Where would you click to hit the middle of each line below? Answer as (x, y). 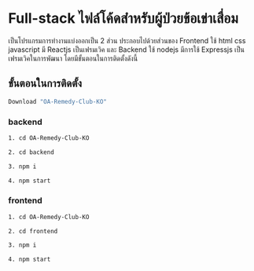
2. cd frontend (33, 231)
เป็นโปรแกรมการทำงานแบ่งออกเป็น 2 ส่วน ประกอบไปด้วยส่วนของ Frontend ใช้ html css (127, 40)
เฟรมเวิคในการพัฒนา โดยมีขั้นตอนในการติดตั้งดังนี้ (73, 58)
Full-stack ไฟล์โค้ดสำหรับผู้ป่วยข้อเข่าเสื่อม (123, 18)
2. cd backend (31, 152)
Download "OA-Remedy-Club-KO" (58, 101)
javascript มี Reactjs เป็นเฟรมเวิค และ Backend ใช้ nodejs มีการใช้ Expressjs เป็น (127, 49)
